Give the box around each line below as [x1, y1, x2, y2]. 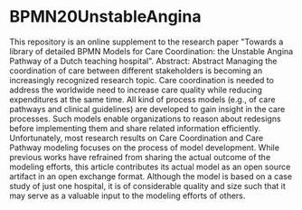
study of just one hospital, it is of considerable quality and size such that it [9, 180, 287, 191]
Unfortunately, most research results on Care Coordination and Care [9, 132, 264, 143]
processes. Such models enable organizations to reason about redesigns [9, 113, 282, 124]
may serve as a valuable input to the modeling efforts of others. [9, 190, 246, 201]
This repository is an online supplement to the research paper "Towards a [9, 36, 284, 47]
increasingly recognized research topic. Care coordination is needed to [9, 74, 274, 85]
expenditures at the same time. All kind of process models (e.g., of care [9, 93, 276, 105]
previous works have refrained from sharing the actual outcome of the [9, 151, 271, 162]
